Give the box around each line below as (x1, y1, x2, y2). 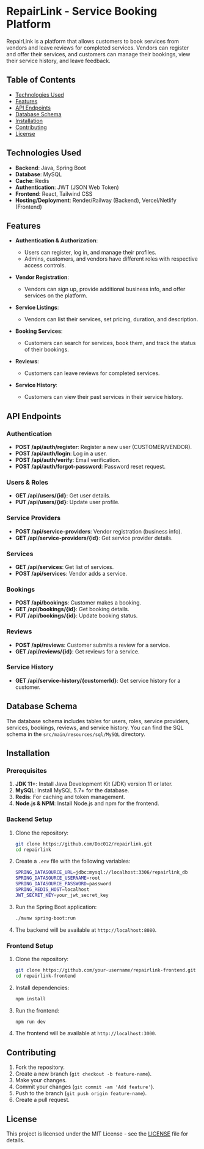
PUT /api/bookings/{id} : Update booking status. (15, 612, 138, 619)
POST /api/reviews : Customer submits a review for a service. (15, 641, 170, 649)
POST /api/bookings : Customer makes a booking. (15, 599, 142, 606)
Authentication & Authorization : (15, 237, 98, 244)
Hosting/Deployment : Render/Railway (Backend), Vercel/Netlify (15, 196, 177, 204)
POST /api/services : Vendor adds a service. (15, 570, 127, 577)
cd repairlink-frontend (15, 973, 76, 979)
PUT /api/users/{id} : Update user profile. (15, 499, 120, 506)
